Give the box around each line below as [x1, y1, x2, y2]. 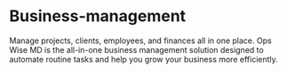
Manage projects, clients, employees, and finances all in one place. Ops [9, 35, 273, 46]
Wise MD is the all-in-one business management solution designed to [9, 44, 264, 55]
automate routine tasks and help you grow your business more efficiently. [9, 54, 278, 64]
